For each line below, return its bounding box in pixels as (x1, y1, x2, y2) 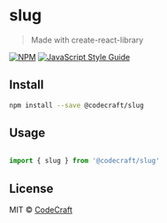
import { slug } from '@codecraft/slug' (9, 157, 161, 165)
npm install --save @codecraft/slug (9, 101, 144, 110)
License (9, 181, 54, 196)
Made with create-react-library (30, 35, 144, 45)
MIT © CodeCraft (9, 204, 73, 215)
